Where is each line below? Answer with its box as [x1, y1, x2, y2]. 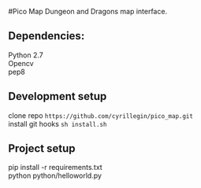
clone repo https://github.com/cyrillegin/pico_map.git [8, 110, 193, 120]
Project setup [8, 142, 76, 156]
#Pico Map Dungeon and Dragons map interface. [8, 7, 168, 16]
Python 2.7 [8, 50, 43, 60]
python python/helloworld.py [8, 171, 102, 180]
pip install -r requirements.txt [8, 163, 102, 172]
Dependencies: [8, 29, 85, 42]
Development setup [8, 90, 107, 103]
